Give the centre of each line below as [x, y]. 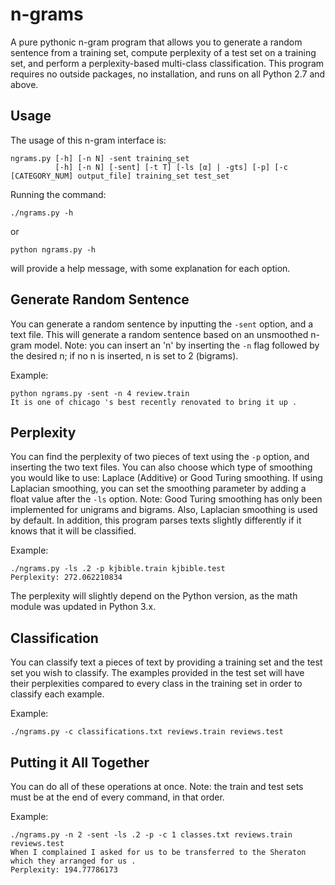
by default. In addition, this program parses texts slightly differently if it [156, 520]
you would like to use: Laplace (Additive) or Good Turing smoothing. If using [166, 478]
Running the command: [58, 194]
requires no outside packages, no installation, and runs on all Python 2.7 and [168, 74]
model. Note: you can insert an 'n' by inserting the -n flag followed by [176, 345]
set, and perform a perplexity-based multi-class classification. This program [167, 63]
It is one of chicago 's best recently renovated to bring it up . [154, 402]
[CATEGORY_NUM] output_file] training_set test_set [120, 176]
